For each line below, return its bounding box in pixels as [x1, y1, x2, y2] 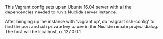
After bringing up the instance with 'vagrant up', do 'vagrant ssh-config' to [5, 19, 155, 24]
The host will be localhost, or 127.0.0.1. [5, 29, 82, 34]
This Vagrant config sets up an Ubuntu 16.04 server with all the [5, 4, 132, 10]
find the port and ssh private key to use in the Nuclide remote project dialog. [5, 24, 159, 29]
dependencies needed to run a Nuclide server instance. [5, 9, 117, 15]
